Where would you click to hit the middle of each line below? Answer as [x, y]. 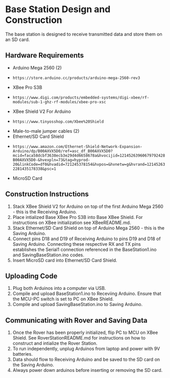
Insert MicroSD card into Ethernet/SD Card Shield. [65, 260]
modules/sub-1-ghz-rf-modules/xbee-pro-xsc [59, 102]
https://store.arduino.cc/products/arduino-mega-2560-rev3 [76, 78]
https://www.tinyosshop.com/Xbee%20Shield [58, 122]
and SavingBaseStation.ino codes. [48, 255]
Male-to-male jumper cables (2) [46, 131]
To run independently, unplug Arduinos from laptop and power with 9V [86, 349]
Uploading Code [31, 276]
